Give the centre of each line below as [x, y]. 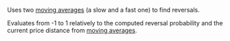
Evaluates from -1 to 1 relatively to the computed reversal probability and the [115, 23]
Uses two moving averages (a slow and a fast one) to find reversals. [103, 10]
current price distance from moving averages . [72, 30]
